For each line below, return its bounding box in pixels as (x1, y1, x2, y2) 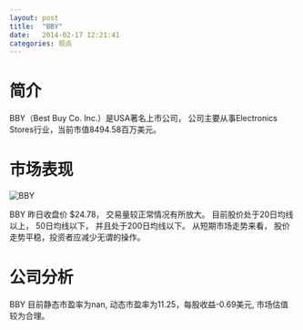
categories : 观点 (9, 38, 73, 48)
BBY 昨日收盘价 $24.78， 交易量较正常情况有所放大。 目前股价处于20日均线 (9, 209, 294, 220)
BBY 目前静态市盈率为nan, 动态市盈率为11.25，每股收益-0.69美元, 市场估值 (9, 299, 289, 310)
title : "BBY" (9, 22, 64, 31)
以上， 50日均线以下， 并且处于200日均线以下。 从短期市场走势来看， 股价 (9, 221, 291, 232)
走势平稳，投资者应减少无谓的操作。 (9, 232, 146, 242)
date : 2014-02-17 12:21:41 (9, 30, 120, 39)
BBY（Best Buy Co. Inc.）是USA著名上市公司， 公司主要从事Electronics (9, 113, 278, 124)
